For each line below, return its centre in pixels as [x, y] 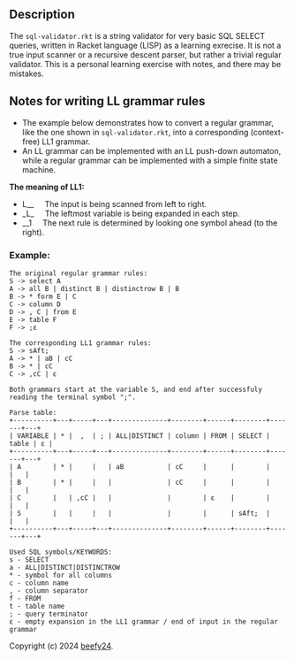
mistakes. [26, 73]
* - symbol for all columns [61, 575]
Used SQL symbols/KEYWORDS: [61, 552]
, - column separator [49, 591]
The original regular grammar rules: [79, 273]
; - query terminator [49, 614]
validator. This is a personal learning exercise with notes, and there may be [145, 64]
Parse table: [33, 412]
